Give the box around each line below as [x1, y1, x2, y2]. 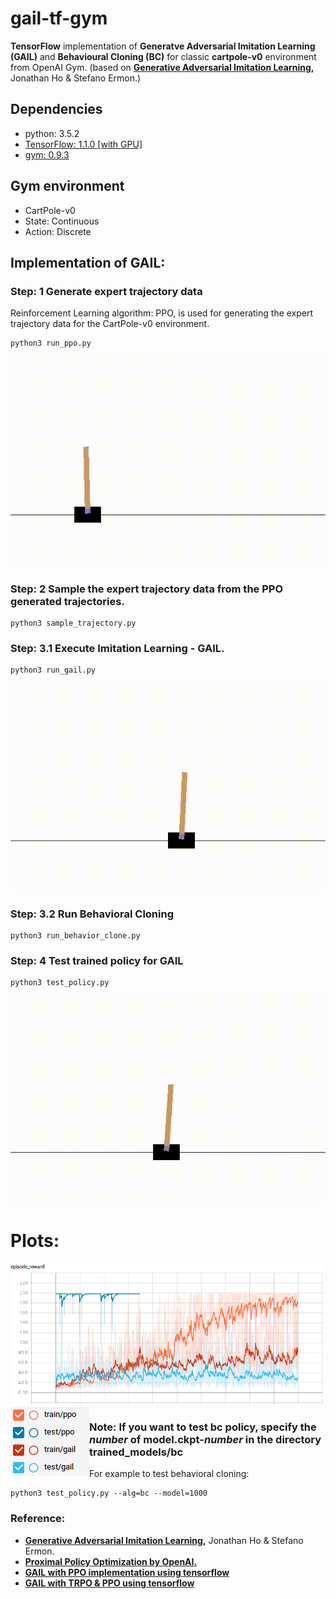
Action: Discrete [24, 225, 92, 237]
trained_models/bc [89, 1445, 184, 1459]
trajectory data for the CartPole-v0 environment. [10, 318, 210, 330]
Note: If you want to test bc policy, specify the [89, 1420, 317, 1434]
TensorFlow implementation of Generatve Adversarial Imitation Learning [10, 40, 316, 52]
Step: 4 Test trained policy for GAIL [10, 954, 184, 968]
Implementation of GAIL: [10, 254, 166, 271]
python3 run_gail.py [10, 665, 97, 676]
